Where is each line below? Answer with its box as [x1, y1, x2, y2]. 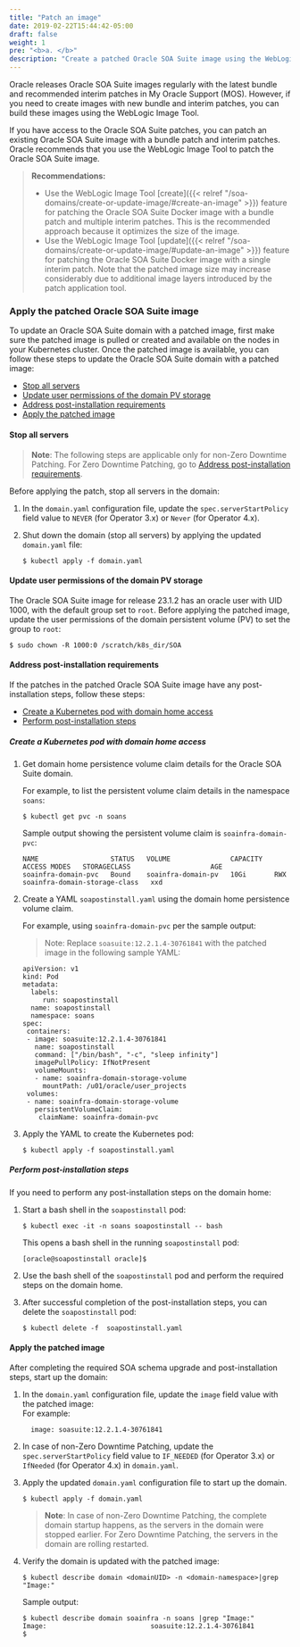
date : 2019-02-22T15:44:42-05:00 [9, 21, 134, 30]
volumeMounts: [34, 1066, 87, 1075]
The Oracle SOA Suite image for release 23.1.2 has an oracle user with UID [9, 595, 283, 605]
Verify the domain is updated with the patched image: [21, 1556, 221, 1567]
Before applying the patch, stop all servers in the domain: [9, 486, 221, 496]
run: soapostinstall [42, 995, 119, 1004]
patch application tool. [44, 283, 127, 293]
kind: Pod [21, 972, 60, 981]
